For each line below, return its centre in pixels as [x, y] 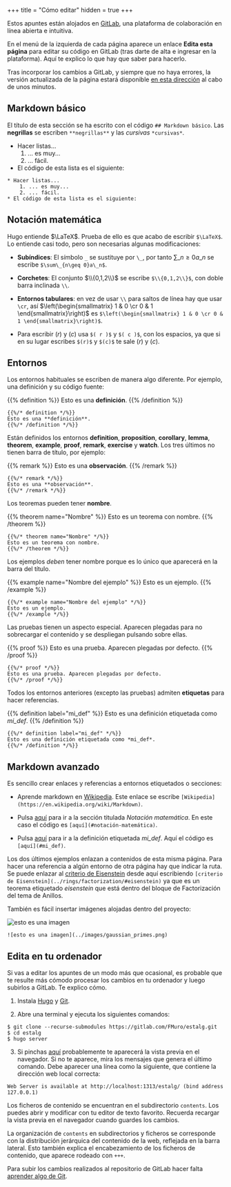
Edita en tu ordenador [54, 956]
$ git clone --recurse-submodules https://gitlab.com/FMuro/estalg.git [112, 1027]
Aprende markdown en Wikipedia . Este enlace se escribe [98, 797]
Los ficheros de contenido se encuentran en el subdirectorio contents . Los [113, 1106]
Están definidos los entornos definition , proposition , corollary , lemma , [109, 438]
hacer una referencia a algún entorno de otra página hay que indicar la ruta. [115, 867]
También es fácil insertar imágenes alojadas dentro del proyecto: [99, 909]
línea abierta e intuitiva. [40, 31]
